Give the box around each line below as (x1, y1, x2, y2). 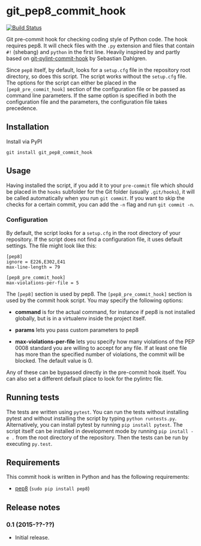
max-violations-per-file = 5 (6, 280, 79, 286)
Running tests (6, 393, 60, 403)
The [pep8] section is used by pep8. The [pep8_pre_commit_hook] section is (6, 290, 192, 297)
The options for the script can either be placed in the (6, 79, 137, 86)
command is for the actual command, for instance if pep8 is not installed (14, 308, 196, 315)
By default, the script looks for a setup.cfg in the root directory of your (6, 229, 181, 236)
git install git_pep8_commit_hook (6, 149, 93, 155)
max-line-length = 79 (6, 264, 61, 270)
